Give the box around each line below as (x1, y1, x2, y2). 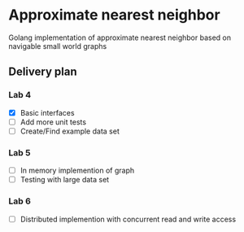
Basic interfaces (20, 107, 75, 117)
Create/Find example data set (20, 126, 120, 136)
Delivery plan (8, 65, 77, 79)
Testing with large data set (20, 175, 110, 185)
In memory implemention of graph (20, 165, 135, 176)
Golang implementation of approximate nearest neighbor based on (8, 33, 232, 42)
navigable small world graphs (8, 41, 107, 50)
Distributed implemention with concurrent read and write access (20, 214, 237, 224)
